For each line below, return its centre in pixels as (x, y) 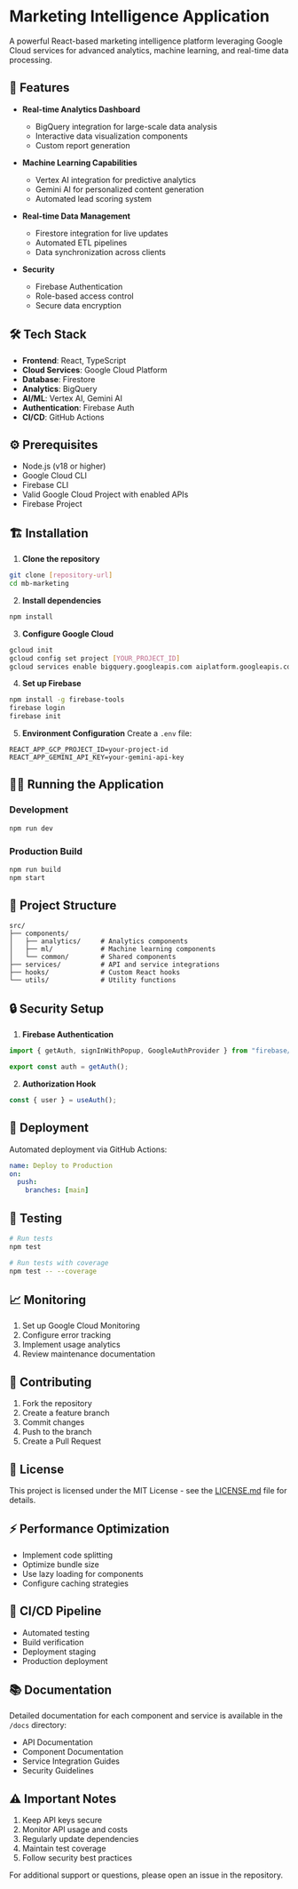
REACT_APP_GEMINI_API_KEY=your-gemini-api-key (97, 757)
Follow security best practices (77, 1858)
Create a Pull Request (62, 1441)
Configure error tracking (67, 1335)
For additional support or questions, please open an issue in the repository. (146, 1875)
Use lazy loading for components (82, 1573)
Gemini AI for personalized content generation (120, 189)
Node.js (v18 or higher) (64, 466)
